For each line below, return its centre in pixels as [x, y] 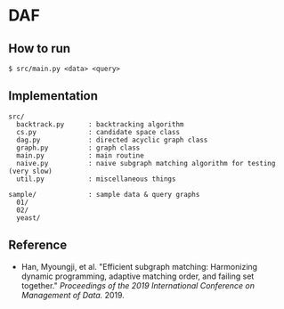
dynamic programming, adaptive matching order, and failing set [138, 276]
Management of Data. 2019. [73, 295]
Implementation [53, 96]
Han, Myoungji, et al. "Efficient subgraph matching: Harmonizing [139, 266]
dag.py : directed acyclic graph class [112, 140]
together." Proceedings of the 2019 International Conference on [138, 285]
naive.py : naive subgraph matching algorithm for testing [146, 163]
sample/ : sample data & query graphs [104, 194]
